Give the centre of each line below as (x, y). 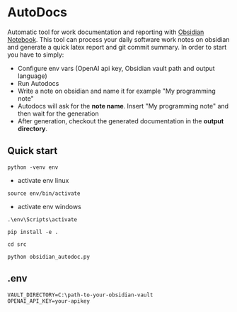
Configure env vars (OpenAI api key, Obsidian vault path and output (116, 68)
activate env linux (43, 180)
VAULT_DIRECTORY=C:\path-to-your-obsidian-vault (80, 295)
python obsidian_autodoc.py (49, 257)
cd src (17, 244)
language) (32, 76)
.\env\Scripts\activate (42, 219)
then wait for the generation (58, 113)
